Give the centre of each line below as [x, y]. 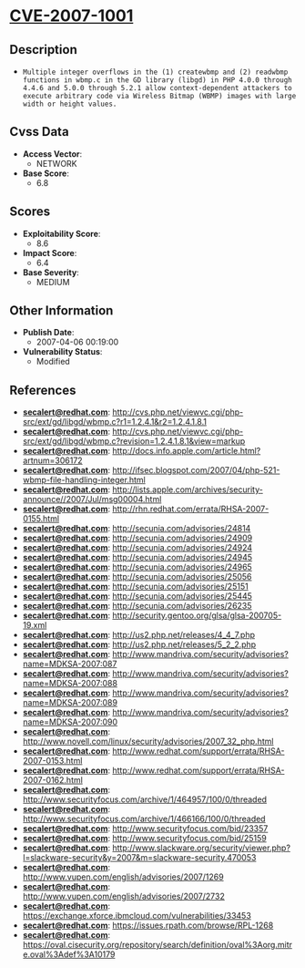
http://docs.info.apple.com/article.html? [187, 451]
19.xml [35, 625]
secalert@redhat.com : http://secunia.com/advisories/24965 [137, 567]
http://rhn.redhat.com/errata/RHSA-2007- [191, 509]
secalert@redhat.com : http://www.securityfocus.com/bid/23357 [145, 829]
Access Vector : [52, 154]
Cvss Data [40, 132]
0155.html [41, 519]
